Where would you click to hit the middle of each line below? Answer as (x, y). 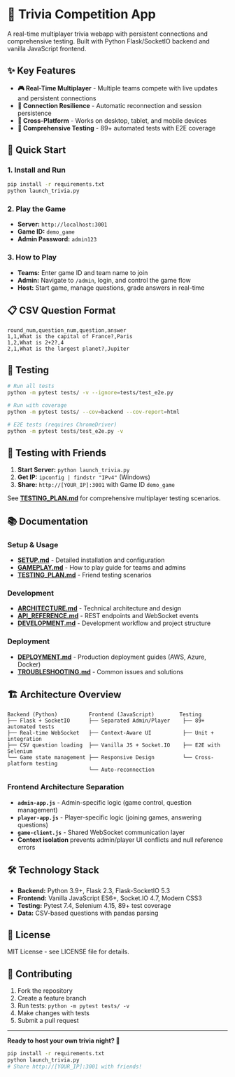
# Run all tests (31, 386)
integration (24, 739)
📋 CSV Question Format (62, 310)
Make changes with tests (53, 1013)
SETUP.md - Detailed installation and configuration (91, 560)
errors (26, 847)
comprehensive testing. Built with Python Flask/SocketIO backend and (108, 41)
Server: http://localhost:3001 (62, 225)
